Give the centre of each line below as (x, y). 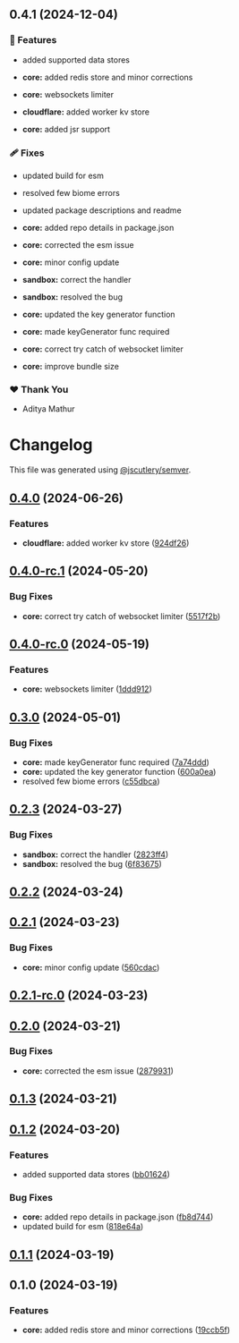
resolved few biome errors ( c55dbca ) (91, 781)
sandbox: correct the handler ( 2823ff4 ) (95, 854)
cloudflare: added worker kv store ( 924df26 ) (106, 543)
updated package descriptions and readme (102, 210)
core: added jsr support (66, 129)
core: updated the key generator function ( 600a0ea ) (119, 771)
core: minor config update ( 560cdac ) (91, 967)
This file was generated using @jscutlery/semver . (100, 470)
